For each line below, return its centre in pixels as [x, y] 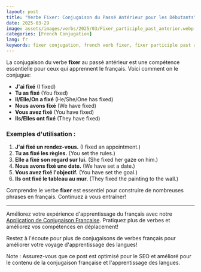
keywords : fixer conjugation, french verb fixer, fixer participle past [99, 46]
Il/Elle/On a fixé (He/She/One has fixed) [64, 99]
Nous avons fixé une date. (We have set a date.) [75, 166]
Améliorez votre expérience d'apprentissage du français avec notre [89, 214]
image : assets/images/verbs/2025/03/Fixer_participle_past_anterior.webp [100, 28]
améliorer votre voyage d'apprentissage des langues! [72, 245]
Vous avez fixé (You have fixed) [54, 112]
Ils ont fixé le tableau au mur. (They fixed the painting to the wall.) [97, 179]
